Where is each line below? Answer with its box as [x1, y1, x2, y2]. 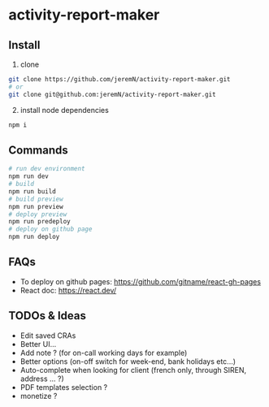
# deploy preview [8, 210, 67, 219]
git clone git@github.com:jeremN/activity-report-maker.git [8, 90, 217, 98]
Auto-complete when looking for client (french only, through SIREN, [20, 365, 247, 375]
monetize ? [20, 391, 58, 401]
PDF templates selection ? [20, 382, 108, 392]
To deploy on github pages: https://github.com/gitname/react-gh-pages [20, 276, 262, 286]
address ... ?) [20, 374, 65, 383]
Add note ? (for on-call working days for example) [20, 348, 188, 357]
